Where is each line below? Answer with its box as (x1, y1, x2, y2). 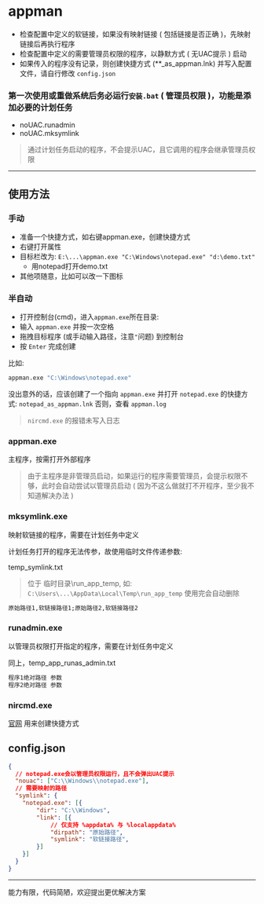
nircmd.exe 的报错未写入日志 (27, 415, 120, 426)
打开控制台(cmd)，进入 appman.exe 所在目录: (19, 313, 159, 322)
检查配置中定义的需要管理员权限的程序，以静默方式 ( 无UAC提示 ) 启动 (19, 49, 247, 58)
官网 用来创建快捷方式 (8, 718, 79, 728)
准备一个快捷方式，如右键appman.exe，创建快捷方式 (19, 232, 191, 241)
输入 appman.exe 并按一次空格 (19, 322, 115, 331)
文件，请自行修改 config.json (19, 68, 116, 78)
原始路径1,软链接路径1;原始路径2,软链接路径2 (8, 604, 139, 612)
